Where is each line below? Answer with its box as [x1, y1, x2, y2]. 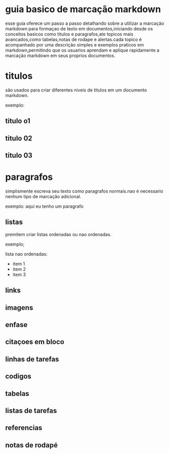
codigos [5, 372, 32, 381]
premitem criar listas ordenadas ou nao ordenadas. [5, 231, 112, 237]
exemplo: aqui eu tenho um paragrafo [5, 203, 83, 209]
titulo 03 [5, 151, 33, 160]
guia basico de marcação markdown [5, 4, 161, 15]
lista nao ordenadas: [5, 251, 48, 257]
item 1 [12, 260, 25, 266]
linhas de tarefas [5, 355, 59, 364]
